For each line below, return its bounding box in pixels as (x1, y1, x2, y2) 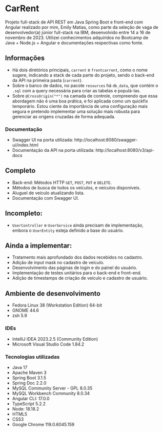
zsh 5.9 (12, 313, 27, 319)
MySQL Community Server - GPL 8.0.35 (12, 385, 93, 391)
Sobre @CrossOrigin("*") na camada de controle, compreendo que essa (12, 93, 158, 99)
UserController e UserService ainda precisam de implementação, (12, 222, 144, 228)
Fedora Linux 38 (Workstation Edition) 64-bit (12, 302, 102, 308)
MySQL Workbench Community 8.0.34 (12, 390, 90, 396)
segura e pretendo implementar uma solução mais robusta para (12, 108, 140, 114)
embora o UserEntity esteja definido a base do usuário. (12, 227, 124, 233)
